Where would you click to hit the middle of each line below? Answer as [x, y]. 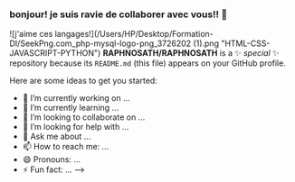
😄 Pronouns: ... [52, 159]
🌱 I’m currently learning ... [71, 108]
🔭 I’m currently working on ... [76, 98]
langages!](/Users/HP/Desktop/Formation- [134, 34]
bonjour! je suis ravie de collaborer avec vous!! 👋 [119, 14]
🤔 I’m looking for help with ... [76, 127]
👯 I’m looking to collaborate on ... [84, 117]
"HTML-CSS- [246, 43]
